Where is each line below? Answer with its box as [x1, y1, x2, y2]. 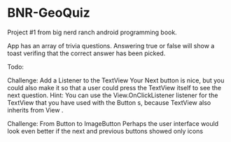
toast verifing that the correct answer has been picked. [7, 49, 166, 57]
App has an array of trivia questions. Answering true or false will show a [7, 41, 215, 50]
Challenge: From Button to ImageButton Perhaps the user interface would [7, 119, 219, 127]
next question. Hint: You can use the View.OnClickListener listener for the [7, 91, 218, 99]
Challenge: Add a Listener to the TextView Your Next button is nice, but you [7, 76, 225, 85]
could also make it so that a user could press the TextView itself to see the [7, 83, 222, 92]
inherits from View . [7, 106, 64, 114]
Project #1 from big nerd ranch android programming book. [7, 28, 177, 36]
